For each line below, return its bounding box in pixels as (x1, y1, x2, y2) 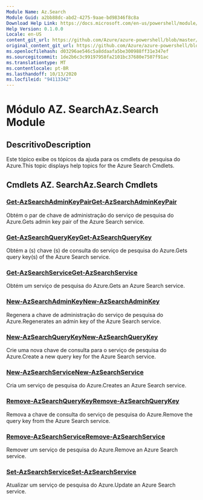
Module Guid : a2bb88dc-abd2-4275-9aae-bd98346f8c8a (6, 15, 139, 21)
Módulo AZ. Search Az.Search (6, 102, 159, 116)
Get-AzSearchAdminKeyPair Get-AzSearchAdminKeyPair (6, 198, 177, 206)
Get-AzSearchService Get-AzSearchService (6, 268, 138, 277)
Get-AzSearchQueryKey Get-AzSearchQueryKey (6, 233, 152, 241)
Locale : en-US (6, 32, 42, 38)
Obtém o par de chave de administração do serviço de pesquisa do (6, 212, 174, 219)
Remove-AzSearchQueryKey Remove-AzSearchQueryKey (6, 397, 179, 405)
